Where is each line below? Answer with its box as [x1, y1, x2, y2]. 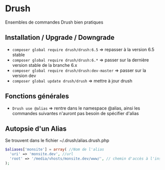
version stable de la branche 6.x [12, 62, 78, 68]
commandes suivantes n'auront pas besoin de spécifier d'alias [12, 110, 139, 116]
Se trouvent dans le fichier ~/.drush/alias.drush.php [5, 138, 110, 143]
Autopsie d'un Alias [5, 124, 67, 133]
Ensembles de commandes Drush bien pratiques [5, 19, 104, 25]
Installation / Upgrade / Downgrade [5, 33, 115, 42]
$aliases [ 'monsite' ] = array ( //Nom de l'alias [5, 147, 105, 152]
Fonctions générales [5, 92, 69, 101]
